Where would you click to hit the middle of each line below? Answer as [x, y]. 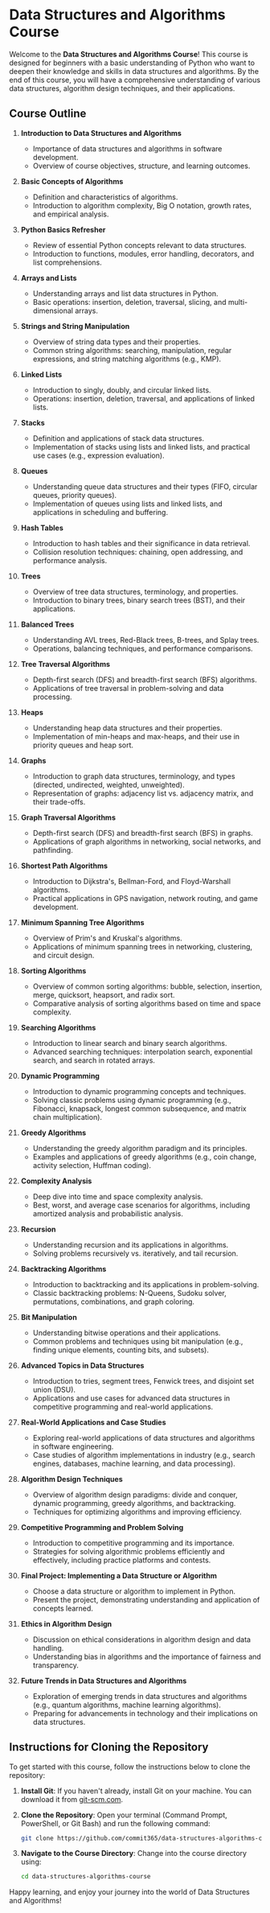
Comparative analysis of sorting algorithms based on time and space [147, 1003]
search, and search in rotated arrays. [94, 1060]
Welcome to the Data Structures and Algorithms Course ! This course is [129, 54]
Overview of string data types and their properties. [117, 341]
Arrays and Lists [49, 278]
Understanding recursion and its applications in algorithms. [131, 1244]
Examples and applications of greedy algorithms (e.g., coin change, [144, 1157]
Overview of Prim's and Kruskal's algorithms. [108, 938]
